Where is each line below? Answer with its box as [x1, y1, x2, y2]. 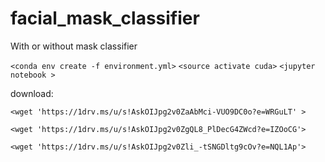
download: [10, 87, 54, 99]
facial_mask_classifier [10, 7, 200, 30]
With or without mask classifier [10, 40, 138, 52]
